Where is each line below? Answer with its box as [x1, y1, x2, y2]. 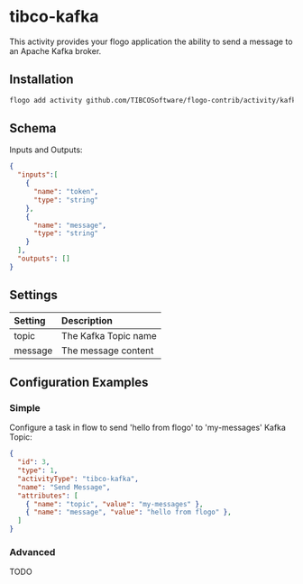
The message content [61, 344, 154, 357]
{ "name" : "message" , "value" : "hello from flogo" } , [25, 507, 232, 517]
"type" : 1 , [17, 466, 59, 475]
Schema [9, 121, 57, 136]
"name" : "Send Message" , [17, 482, 111, 492]
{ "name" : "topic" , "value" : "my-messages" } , [25, 499, 204, 508]
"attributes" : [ [17, 491, 78, 500]
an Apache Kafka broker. [9, 45, 102, 56]
